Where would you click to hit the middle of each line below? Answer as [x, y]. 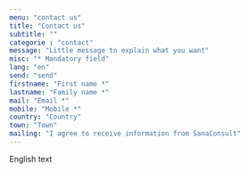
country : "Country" [45, 117]
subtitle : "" [33, 34]
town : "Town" [33, 126]
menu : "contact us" [45, 17]
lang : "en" [29, 68]
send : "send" [33, 76]
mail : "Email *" [39, 100]
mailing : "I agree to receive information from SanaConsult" [125, 134]
